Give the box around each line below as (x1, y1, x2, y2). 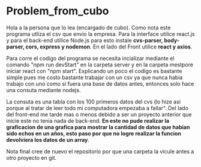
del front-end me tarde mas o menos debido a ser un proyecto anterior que (6, 111, 192, 118)
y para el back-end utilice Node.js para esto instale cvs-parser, (6, 37, 163, 44)
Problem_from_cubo (6, 4, 109, 18)
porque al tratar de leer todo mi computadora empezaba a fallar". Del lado (6, 104, 189, 111)
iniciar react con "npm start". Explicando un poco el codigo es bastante (6, 67, 182, 74)
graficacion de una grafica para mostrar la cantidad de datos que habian (6, 123, 190, 130)
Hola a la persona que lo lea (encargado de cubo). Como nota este (6, 24, 171, 31)
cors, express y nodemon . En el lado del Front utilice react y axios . (25, 43, 193, 50)
